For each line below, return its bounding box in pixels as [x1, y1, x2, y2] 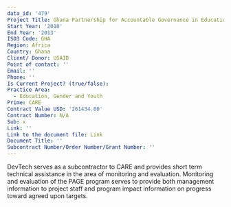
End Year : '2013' [7, 29, 57, 36]
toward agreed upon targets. [7, 192, 88, 199]
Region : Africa [7, 42, 51, 49]
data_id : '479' [7, 10, 51, 17]
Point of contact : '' [7, 61, 69, 68]
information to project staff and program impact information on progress [7, 184, 212, 193]
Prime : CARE [7, 99, 41, 106]
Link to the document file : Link [7, 131, 103, 138]
